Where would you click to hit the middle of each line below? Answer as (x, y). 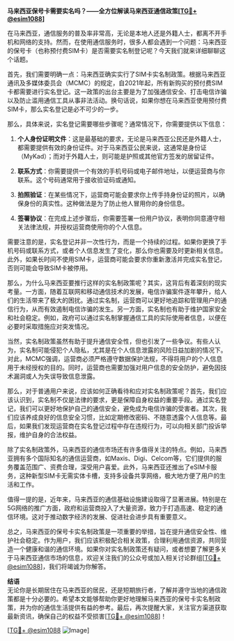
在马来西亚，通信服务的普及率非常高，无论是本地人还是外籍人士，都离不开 (114, 33)
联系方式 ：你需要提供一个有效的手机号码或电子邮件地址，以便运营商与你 (121, 171)
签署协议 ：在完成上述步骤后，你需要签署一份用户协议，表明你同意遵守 (118, 218)
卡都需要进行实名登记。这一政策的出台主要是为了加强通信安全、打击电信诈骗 (117, 91)
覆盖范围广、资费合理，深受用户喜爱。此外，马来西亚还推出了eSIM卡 (112, 467)
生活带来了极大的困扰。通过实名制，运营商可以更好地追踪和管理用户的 (120, 300)
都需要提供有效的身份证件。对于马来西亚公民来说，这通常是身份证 (112, 147)
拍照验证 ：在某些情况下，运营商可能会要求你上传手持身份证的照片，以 (118, 194)
